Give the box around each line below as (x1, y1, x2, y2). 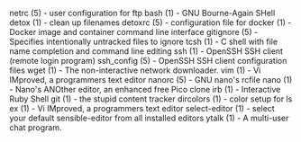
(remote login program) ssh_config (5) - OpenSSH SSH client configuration (9, 56, 287, 66)
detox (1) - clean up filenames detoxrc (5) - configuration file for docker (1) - (9, 17, 292, 28)
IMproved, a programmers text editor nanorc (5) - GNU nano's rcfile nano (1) (9, 75, 293, 84)
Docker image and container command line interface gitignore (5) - (9, 27, 259, 37)
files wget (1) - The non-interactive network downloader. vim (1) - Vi (9, 65, 261, 75)
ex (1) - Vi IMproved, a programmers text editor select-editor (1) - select (9, 103, 275, 113)
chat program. (9, 122, 62, 133)
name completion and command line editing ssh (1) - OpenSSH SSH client (9, 46, 284, 57)
